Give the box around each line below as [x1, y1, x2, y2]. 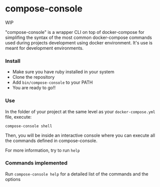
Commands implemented [5, 160, 68, 167]
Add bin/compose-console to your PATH [12, 79, 93, 85]
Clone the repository [12, 74, 55, 80]
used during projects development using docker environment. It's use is [5, 39, 153, 45]
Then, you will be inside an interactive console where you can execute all [5, 132, 156, 138]
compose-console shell [5, 123, 52, 129]
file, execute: [5, 114, 32, 120]
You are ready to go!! [12, 85, 56, 91]
